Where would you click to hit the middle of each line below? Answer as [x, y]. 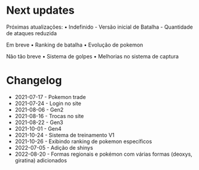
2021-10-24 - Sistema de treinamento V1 [65, 135]
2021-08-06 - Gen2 [39, 109]
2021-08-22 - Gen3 [39, 122]
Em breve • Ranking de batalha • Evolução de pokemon [75, 45]
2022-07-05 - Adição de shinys [54, 147]
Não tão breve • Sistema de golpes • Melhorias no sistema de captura [93, 56]
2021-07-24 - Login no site [48, 103]
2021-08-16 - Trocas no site [49, 116]
